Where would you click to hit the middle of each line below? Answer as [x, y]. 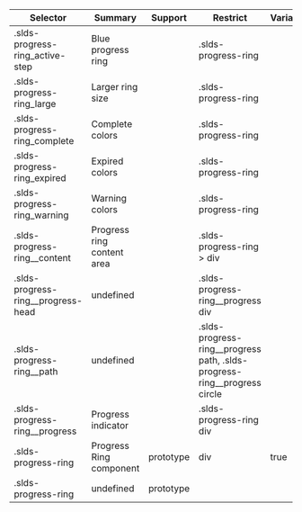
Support [169, 18]
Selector [49, 18]
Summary [115, 18]
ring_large [35, 104]
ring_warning [41, 215]
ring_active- [40, 55]
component [115, 468]
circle [210, 394]
